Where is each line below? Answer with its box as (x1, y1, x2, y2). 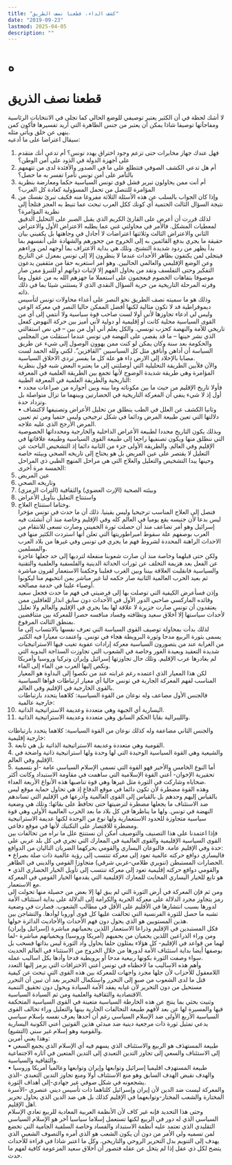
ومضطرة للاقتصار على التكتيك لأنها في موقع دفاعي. (8, 822, 139, 830)
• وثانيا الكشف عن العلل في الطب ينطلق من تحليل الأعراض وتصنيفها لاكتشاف (17, 405, 217, 414)
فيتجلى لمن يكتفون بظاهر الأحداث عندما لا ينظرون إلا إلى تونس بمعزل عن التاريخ (17, 251, 223, 259)
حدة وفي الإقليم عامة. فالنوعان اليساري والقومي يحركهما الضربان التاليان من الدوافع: (8, 844, 223, 852)
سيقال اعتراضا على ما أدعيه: (8, 135, 81, 143)
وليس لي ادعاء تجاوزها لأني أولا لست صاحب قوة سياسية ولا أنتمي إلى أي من (17, 310, 213, 318)
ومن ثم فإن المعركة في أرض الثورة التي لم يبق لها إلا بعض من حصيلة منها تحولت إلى (8, 888, 223, 896)
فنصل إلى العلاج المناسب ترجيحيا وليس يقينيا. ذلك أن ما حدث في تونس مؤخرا (17, 508, 215, 516)
